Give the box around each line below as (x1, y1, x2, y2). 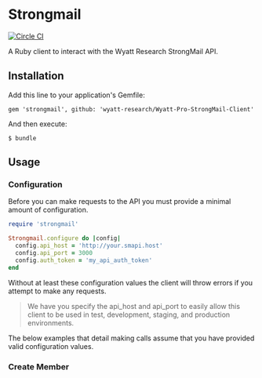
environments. (27, 318, 75, 327)
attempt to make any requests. (8, 286, 107, 296)
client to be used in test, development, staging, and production (27, 310, 231, 319)
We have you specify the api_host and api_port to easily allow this (27, 301, 241, 311)
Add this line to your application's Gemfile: (8, 90, 145, 100)
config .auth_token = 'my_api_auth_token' (15, 256, 153, 264)
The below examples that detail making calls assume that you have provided (8, 333, 255, 343)
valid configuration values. (8, 341, 94, 351)
